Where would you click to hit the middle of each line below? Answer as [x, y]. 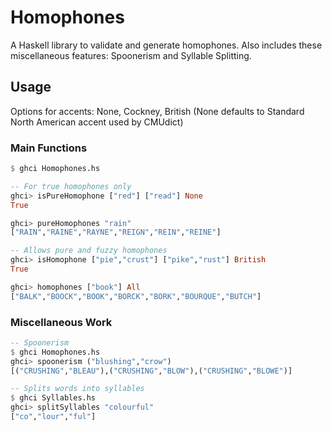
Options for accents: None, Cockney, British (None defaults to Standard [157, 111]
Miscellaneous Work [61, 322]
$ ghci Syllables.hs [53, 398]
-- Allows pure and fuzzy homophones [89, 251]
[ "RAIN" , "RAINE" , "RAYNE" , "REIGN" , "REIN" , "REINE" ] [116, 232]
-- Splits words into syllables [77, 389]
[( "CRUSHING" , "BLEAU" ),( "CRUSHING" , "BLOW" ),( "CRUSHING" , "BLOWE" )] [151, 371]
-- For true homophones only [71, 186]
